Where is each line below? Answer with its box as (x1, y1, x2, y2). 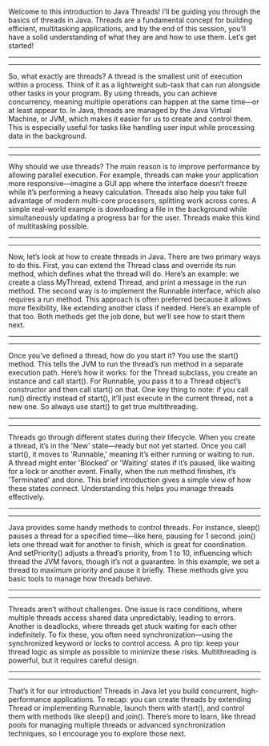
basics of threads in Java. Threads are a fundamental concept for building (8, 15, 253, 25)
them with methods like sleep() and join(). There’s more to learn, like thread (8, 712, 256, 721)
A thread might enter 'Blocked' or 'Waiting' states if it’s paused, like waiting (8, 458, 255, 468)
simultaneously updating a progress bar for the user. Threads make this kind (8, 213, 260, 222)
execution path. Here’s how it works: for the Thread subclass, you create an (8, 368, 258, 377)
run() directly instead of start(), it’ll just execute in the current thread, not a (8, 393, 254, 403)
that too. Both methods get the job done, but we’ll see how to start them (8, 312, 246, 321)
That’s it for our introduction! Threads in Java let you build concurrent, (8, 686, 240, 695)
